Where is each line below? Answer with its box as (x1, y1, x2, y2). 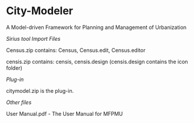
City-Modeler (6, 4, 74, 18)
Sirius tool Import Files (6, 35, 61, 42)
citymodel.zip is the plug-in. (6, 87, 74, 94)
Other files (6, 99, 32, 106)
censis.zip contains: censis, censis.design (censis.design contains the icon (6, 58, 189, 65)
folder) (6, 64, 22, 72)
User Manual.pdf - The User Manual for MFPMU (6, 110, 123, 117)
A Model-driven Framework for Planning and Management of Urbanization (6, 24, 187, 31)
